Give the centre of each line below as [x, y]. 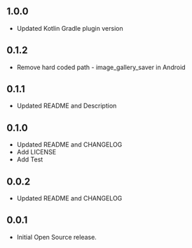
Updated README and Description [67, 106]
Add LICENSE [36, 152]
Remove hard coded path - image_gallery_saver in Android [101, 67]
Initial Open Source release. [57, 237]
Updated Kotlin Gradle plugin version [70, 28]
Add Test [30, 159]
